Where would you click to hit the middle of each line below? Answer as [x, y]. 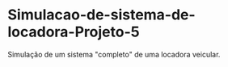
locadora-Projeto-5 [74, 32]
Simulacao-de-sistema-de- [101, 15]
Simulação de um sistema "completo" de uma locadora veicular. [114, 54]
